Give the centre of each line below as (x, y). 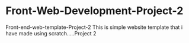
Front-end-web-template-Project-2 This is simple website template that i (94, 27)
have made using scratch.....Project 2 (51, 33)
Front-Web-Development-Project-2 (94, 11)
